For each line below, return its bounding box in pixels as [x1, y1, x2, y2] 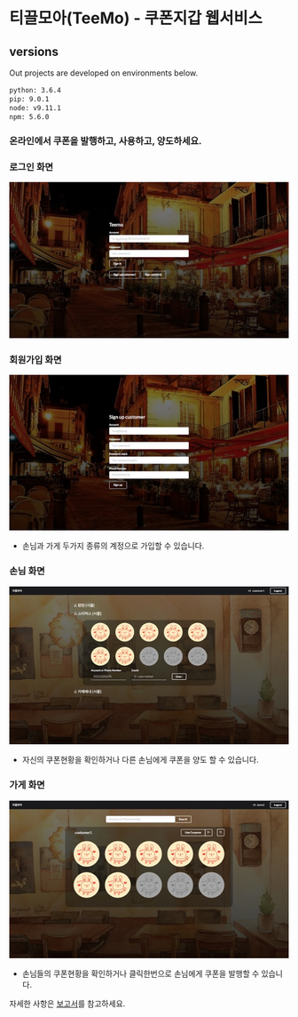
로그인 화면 [9, 161, 54, 173]
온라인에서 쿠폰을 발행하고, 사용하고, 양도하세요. [9, 134, 202, 147]
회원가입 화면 [9, 353, 62, 365]
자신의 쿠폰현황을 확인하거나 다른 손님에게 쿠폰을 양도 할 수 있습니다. [21, 755, 259, 765]
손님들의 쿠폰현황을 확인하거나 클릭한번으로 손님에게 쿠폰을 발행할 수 [21, 968, 260, 979]
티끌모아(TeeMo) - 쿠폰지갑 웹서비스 [9, 8, 263, 28]
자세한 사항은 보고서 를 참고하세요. [9, 998, 126, 1009]
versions [9, 44, 59, 59]
